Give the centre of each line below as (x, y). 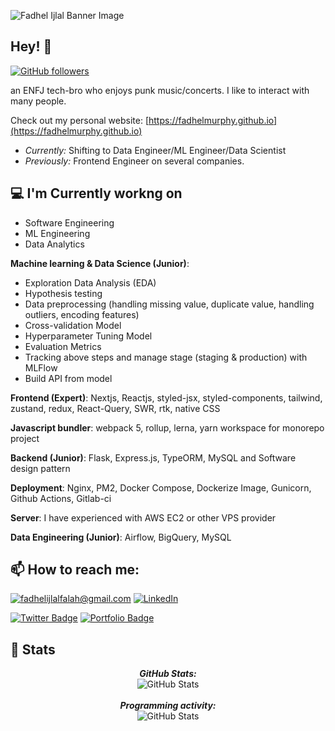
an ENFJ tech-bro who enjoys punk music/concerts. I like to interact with (160, 90)
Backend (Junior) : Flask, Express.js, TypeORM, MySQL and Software (153, 457)
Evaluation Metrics (63, 346)
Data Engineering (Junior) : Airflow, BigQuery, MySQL (121, 537)
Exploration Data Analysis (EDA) (90, 282)
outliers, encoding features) (82, 314)
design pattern (40, 468)
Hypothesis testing (63, 293)
